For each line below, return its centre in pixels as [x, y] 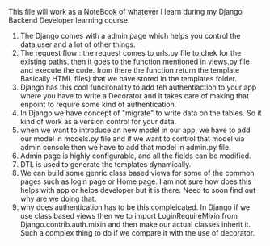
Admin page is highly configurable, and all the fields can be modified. [136, 156]
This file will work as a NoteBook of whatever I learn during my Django [125, 12]
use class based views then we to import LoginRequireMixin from [129, 216]
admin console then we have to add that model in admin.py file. [126, 147]
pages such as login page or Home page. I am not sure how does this [136, 181]
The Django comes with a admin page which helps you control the [130, 36]
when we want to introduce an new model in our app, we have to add [135, 130]
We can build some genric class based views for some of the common [137, 173]
